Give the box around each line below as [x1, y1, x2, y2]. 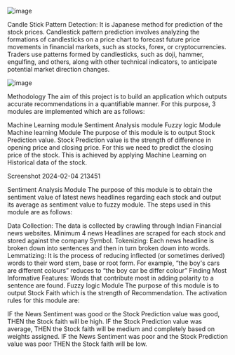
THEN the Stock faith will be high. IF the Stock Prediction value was [7, 317, 202, 325]
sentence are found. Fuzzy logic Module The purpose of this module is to [7, 281, 220, 290]
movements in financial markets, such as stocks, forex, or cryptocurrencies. [7, 43, 227, 51]
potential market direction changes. [7, 65, 110, 73]
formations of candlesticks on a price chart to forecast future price [7, 35, 201, 44]
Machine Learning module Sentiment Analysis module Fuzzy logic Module [7, 121, 221, 129]
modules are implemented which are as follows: [7, 108, 145, 115]
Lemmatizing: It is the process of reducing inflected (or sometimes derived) [7, 252, 226, 259]
